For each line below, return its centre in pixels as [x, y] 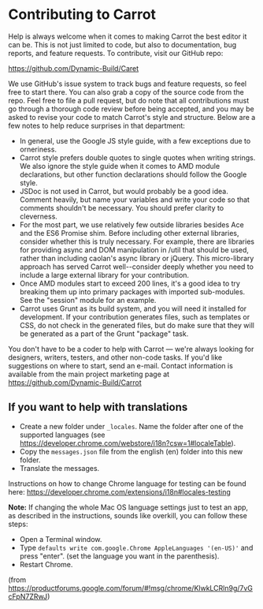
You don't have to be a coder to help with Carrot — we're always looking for [131, 349]
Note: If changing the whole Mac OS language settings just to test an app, [128, 507]
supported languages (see [62, 435]
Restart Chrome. [46, 564]
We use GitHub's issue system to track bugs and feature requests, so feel [127, 84]
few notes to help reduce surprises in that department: [96, 125]
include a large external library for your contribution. [104, 275]
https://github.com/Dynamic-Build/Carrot [75, 382]
